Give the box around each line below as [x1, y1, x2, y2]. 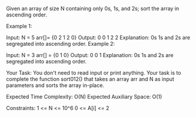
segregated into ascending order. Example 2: [6, 41, 115, 47]
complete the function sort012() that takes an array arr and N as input [6, 76, 175, 82]
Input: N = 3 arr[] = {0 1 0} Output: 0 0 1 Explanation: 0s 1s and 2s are [6, 52, 174, 58]
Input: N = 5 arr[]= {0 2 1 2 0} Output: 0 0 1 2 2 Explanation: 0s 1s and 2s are [6, 34, 190, 41]
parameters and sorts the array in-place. [6, 82, 105, 89]
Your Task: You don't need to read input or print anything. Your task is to [6, 69, 181, 76]
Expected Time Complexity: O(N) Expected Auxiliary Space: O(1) [6, 93, 162, 100]
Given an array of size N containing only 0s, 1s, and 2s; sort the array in [6, 5, 180, 12]
